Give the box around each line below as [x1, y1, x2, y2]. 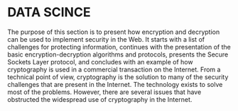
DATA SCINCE [7, 4, 91, 21]
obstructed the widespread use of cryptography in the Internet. [7, 95, 193, 103]
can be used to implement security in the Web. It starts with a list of [7, 35, 205, 43]
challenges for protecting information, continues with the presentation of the [7, 42, 231, 51]
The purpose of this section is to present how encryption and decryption [7, 28, 220, 36]
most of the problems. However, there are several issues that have [7, 88, 202, 96]
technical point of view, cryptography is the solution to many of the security [7, 72, 229, 81]
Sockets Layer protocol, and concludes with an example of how [7, 57, 193, 66]
